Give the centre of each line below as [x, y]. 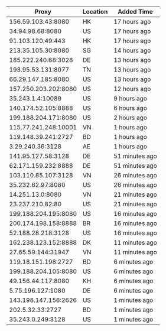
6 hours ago [130, 108]
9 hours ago [130, 98]
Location [95, 12]
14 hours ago [132, 51]
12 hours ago [132, 89]
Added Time [135, 12]
